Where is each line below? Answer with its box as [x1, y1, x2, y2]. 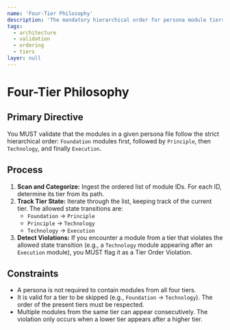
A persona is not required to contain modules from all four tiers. [16, 286, 196, 294]
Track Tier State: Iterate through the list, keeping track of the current [16, 197, 212, 205]
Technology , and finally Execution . [7, 144, 102, 152]
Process [7, 164, 43, 176]
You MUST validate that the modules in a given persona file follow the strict [7, 130, 220, 138]
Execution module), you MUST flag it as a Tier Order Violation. [16, 248, 193, 256]
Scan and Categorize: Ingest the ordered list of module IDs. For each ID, [16, 182, 222, 191]
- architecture [13, 29, 57, 36]
